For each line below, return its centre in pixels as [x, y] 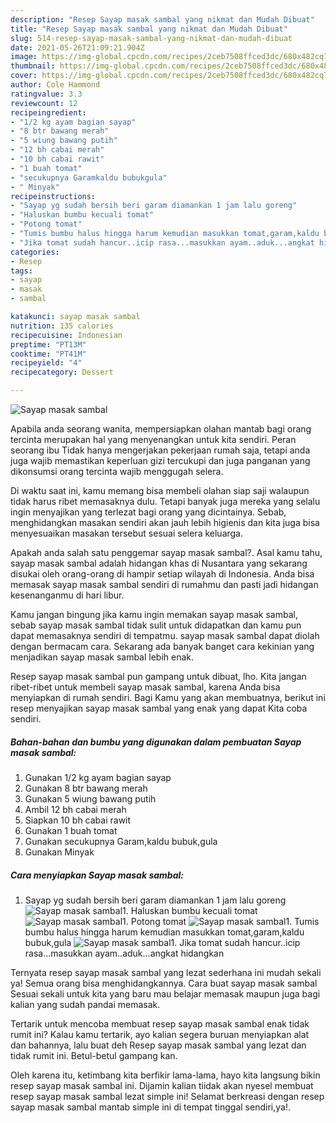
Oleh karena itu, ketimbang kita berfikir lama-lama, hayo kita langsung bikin [165, 1075]
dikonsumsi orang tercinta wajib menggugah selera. [117, 471]
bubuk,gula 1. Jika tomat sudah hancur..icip [162, 942]
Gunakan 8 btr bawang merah [86, 788]
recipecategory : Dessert [62, 372]
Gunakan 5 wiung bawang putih [90, 798]
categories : [35, 252]
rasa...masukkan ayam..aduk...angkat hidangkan [124, 953]
